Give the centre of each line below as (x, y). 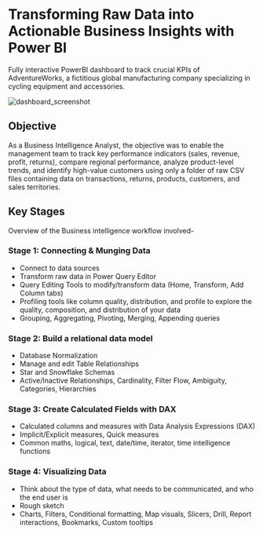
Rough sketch (42, 505)
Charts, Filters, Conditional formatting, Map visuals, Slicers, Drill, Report (135, 514)
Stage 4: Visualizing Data (58, 471)
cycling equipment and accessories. (67, 86)
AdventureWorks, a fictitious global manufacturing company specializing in (130, 78)
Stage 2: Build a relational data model (80, 338)
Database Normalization (58, 356)
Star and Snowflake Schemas (67, 372)
